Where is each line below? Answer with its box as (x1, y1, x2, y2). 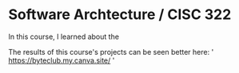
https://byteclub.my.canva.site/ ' (8, 56, 115, 65)
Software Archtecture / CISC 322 (8, 6, 232, 24)
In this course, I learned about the (8, 32, 120, 41)
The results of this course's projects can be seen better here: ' (8, 47, 214, 56)
